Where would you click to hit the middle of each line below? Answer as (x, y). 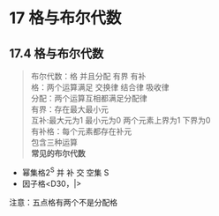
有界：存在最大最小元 (69, 109)
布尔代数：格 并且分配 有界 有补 (88, 76)
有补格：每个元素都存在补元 (81, 131)
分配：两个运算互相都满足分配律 (89, 98)
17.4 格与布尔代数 (57, 53)
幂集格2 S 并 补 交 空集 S (65, 171)
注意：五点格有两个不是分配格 (63, 202)
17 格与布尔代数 (65, 18)
